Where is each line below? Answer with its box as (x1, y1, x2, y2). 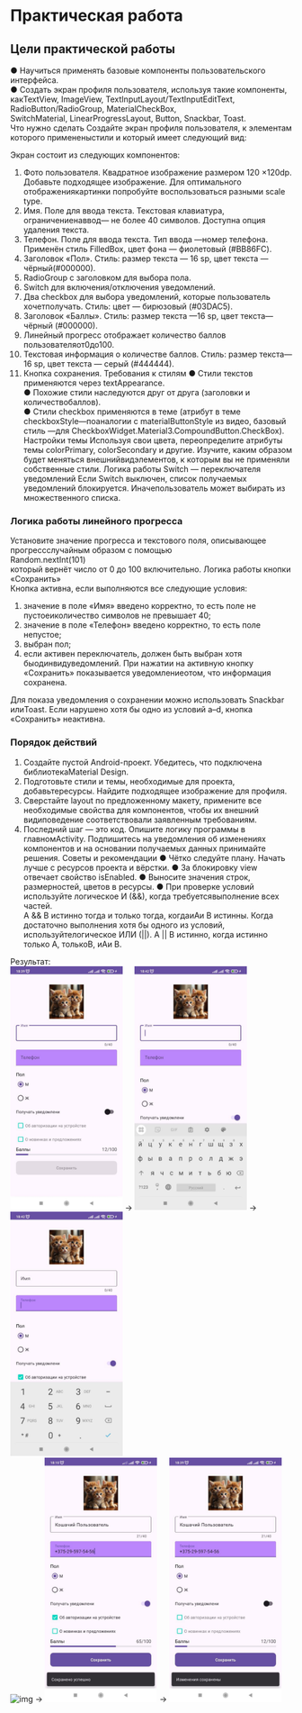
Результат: (10, 956, 51, 966)
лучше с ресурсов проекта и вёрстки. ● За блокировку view (22, 862, 258, 873)
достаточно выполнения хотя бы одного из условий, (22, 920, 226, 930)
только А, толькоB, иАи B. (22, 938, 122, 949)
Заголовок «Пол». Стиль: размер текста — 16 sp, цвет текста (22, 253, 259, 264)
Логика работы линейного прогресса (10, 514, 183, 527)
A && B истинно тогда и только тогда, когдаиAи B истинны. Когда (22, 910, 273, 920)
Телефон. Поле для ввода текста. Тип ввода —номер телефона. (22, 234, 269, 244)
